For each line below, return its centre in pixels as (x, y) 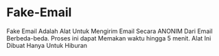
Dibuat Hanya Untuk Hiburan (47, 45)
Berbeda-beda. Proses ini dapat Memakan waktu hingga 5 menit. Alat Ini (109, 38)
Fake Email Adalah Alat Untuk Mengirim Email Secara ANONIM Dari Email (110, 31)
